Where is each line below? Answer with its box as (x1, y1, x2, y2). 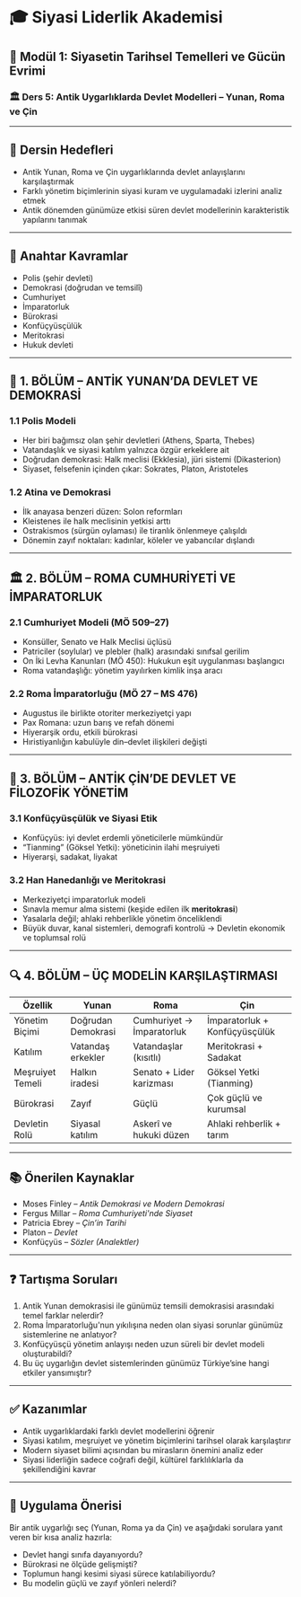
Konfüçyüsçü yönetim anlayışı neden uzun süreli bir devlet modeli (21, 1338, 265, 1349)
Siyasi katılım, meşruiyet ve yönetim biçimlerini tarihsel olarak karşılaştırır (21, 1434, 292, 1446)
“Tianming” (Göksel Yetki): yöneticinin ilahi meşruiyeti (21, 842, 220, 853)
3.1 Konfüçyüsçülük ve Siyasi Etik (9, 812, 159, 825)
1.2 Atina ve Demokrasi (9, 486, 112, 499)
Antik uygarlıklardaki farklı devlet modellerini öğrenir (21, 1425, 215, 1436)
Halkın (70, 1066, 97, 1079)
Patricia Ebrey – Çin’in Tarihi (21, 1218, 127, 1229)
